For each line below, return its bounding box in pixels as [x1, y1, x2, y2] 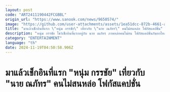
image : [5, 21, 19, 27]
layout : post [5, 7, 33, 13]
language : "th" [5, 40, 37, 45]
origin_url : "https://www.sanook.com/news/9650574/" [5, 17, 119, 22]
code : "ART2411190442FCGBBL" [5, 12, 67, 17]
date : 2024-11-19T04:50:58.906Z [5, 45, 73, 50]
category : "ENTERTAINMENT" [5, 36, 62, 41]
